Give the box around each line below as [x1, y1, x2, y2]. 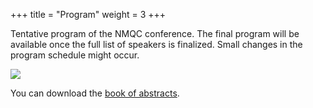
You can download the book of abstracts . [10, 87, 180, 99]
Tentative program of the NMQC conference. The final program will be [10, 28, 300, 39]
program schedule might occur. [10, 49, 140, 61]
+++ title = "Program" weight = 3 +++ [10, 9, 167, 20]
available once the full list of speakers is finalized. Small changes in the [10, 39, 303, 50]
